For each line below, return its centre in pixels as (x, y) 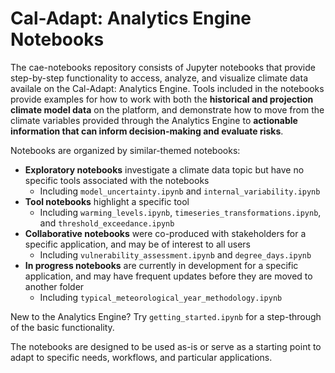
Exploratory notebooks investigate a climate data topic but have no (164, 169)
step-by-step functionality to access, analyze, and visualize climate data (159, 78)
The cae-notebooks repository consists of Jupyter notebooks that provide (163, 67)
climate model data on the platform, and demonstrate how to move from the (167, 109)
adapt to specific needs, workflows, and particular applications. (141, 357)
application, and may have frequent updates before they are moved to (168, 276)
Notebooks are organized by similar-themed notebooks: (125, 150)
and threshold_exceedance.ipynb (107, 223)
